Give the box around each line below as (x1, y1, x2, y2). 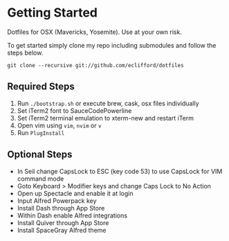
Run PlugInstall (17, 128, 65, 136)
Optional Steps (7, 149, 73, 161)
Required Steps (7, 81, 75, 93)
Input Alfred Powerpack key (17, 196, 97, 205)
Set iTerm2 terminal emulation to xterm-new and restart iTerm (17, 114, 194, 122)
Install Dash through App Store (17, 204, 105, 212)
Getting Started (7, 5, 98, 21)
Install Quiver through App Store (17, 218, 109, 226)
